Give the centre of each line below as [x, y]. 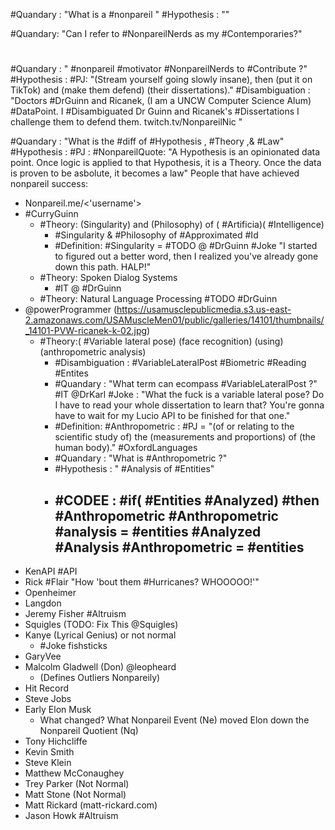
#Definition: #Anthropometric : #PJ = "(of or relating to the [174, 426]
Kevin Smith [49, 752]
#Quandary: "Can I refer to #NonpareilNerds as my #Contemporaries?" [156, 33]
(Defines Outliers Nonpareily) [100, 677]
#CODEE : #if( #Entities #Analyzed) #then [187, 500]
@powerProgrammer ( [70, 310]
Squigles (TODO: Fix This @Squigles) [101, 624]
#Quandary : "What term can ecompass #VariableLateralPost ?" [186, 384]
